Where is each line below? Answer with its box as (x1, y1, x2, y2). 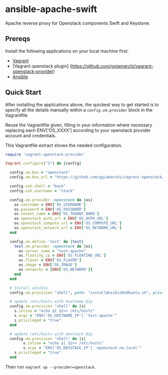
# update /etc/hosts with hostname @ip (9, 299, 93, 304)
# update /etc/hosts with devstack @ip (9, 331, 93, 336)
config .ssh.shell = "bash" (9, 184, 66, 189)
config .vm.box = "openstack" (9, 170, 70, 175)
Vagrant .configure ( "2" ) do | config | (5, 161, 81, 166)
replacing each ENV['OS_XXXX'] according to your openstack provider (5, 127, 151, 133)
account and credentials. (5, 132, 56, 138)
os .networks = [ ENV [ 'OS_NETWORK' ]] (18, 267, 93, 272)
